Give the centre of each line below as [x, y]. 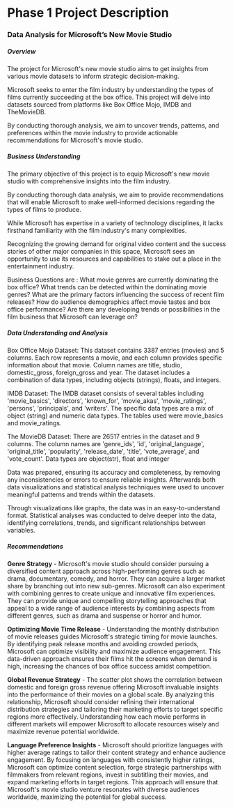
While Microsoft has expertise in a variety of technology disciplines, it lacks [115, 223]
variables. [21, 531]
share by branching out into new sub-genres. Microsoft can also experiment [116, 586]
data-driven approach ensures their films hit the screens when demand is [112, 658]
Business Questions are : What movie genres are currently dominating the [113, 280]
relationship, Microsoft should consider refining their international [101, 701]
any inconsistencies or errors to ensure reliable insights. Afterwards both [111, 480]
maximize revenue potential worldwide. [63, 731]
